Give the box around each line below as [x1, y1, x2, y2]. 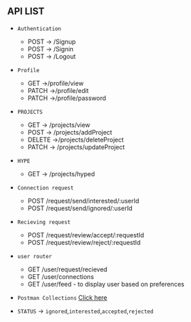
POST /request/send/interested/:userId [27, 196, 140, 205]
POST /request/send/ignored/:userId [27, 204, 133, 212]
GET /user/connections [27, 272, 94, 280]
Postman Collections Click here [17, 293, 108, 301]
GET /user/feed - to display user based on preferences [27, 280, 185, 288]
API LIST [7, 6, 45, 17]
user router [17, 253, 52, 260]
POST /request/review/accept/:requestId [27, 230, 144, 239]
